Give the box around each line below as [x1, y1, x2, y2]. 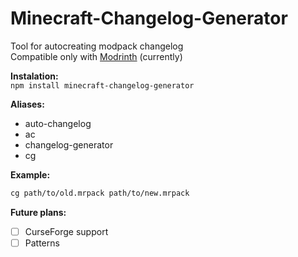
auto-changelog [24, 117, 92, 129]
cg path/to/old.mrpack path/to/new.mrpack [10, 188, 190, 198]
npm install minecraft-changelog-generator [10, 80, 195, 91]
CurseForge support [24, 225, 109, 237]
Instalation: [10, 70, 59, 82]
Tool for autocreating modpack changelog [10, 40, 184, 52]
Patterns [24, 237, 60, 249]
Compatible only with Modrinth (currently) [10, 50, 183, 62]
